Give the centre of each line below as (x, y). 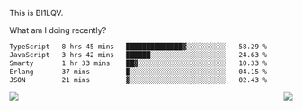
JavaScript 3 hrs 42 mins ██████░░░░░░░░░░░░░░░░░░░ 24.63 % (138, 55)
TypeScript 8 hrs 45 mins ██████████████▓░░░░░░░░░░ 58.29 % (138, 47)
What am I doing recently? (58, 30)
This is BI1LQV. (36, 13)
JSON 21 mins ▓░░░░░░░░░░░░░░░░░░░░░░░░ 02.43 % (138, 80)
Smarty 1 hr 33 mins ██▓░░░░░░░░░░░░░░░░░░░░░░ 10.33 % (138, 63)
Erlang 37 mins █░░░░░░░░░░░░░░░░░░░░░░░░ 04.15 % (138, 72)
